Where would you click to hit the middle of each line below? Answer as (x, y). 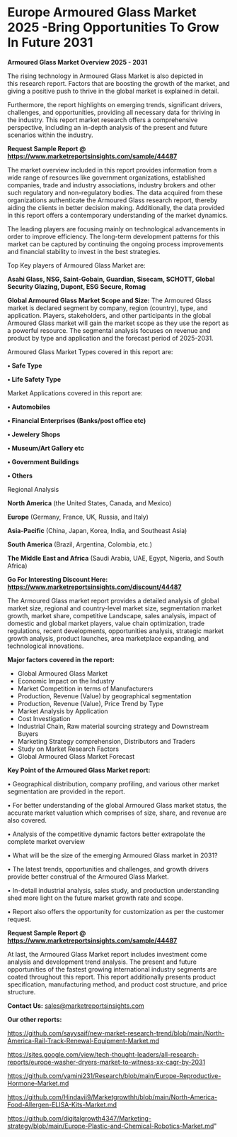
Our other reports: (35, 1019)
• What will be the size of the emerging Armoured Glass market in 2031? (112, 855)
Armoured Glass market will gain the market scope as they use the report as (118, 323)
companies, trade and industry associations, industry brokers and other (111, 185)
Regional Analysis (33, 489)
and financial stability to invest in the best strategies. (84, 251)
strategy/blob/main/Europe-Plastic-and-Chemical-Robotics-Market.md (111, 1126)
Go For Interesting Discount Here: (58, 579)
